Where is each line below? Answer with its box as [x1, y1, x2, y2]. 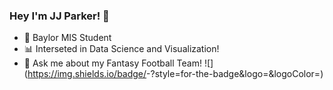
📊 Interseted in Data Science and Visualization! [23, 43, 220, 55]
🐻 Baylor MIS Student [23, 32, 112, 44]
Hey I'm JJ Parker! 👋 [9, 9, 110, 23]
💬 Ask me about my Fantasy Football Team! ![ [23, 57, 211, 69]
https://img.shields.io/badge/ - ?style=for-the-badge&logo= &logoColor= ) [27, 68, 324, 80]
